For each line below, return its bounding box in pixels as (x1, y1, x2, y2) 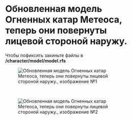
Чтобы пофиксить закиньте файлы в (5, 52, 83, 58)
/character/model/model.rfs (5, 57, 66, 64)
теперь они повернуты (5, 25, 107, 36)
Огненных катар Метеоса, (5, 14, 122, 25)
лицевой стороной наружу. (5, 36, 127, 47)
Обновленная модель (5, 3, 103, 15)
